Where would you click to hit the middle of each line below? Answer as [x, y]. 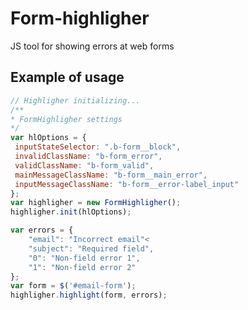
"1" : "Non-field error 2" [82, 267]
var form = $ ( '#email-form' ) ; [73, 286]
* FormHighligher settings [66, 119]
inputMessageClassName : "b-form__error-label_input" [127, 184]
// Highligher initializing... [75, 100]
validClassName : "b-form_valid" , [84, 165]
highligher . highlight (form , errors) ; [89, 295]
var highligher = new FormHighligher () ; [96, 203]
